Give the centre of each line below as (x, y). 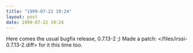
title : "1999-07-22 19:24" (39, 11)
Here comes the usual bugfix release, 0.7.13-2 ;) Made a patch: (81, 39)
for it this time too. (61, 45)
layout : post (22, 17)
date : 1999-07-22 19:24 (35, 22)
